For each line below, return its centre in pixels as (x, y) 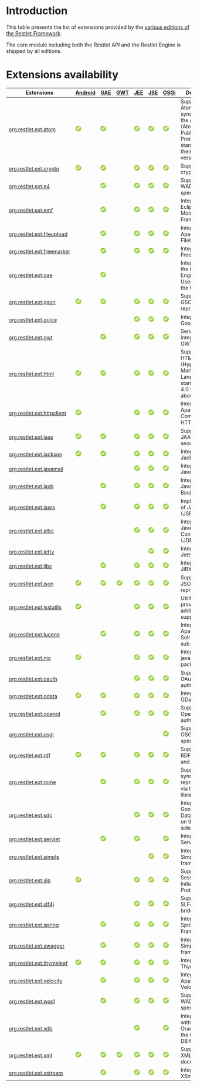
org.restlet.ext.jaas (31, 437)
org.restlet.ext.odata (33, 696)
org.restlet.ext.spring (34, 925)
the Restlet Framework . (34, 33)
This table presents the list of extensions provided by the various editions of (98, 27)
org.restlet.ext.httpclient (37, 413)
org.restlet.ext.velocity (35, 981)
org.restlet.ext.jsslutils (35, 608)
